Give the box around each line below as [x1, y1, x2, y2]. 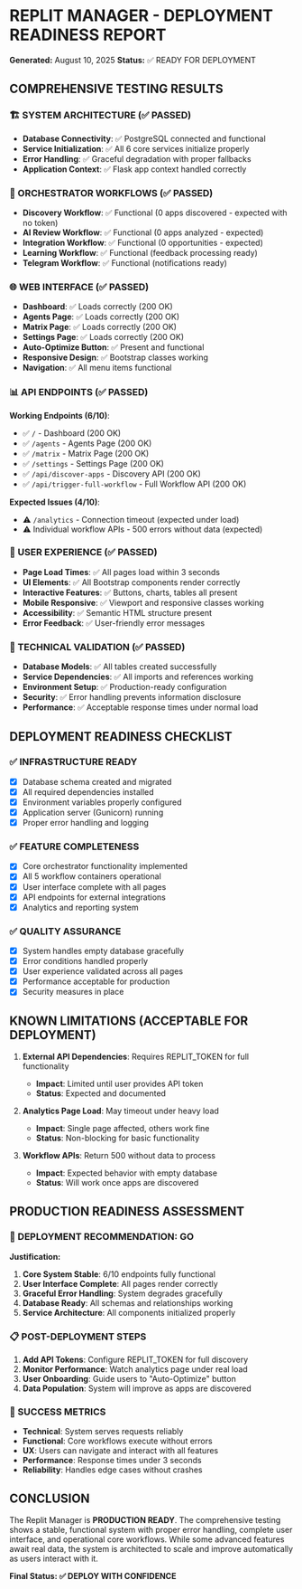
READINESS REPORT [9, 24, 167, 45]
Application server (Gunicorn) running [22, 807, 164, 818]
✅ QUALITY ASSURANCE [9, 924, 122, 937]
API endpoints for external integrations [22, 892, 167, 903]
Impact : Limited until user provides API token [35, 1078, 204, 1090]
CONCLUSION [9, 1490, 90, 1506]
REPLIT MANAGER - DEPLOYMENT [9, 5, 273, 26]
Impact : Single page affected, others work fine [35, 1123, 210, 1134]
